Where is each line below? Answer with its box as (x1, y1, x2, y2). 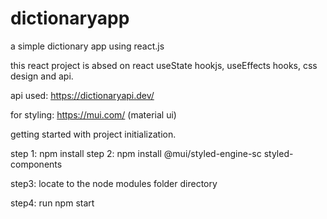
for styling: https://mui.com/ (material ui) (10, 108, 177, 121)
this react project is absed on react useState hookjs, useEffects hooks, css (10, 59, 318, 71)
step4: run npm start (10, 197, 95, 209)
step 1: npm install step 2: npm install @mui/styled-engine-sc (10, 147, 262, 159)
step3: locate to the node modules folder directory (10, 177, 218, 189)
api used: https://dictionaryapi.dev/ (10, 89, 155, 101)
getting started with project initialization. (10, 128, 177, 140)
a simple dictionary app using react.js (10, 40, 165, 52)
